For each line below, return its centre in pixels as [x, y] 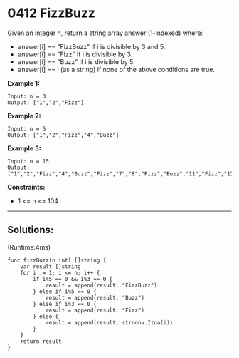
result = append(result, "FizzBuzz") [101, 285]
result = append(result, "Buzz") [95, 297]
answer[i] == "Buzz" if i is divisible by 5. [76, 61]
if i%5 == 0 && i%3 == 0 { [73, 279]
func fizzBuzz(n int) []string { [57, 260]
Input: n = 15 [28, 161]
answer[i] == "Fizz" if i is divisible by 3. [75, 54]
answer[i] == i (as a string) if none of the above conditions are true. [116, 69]
